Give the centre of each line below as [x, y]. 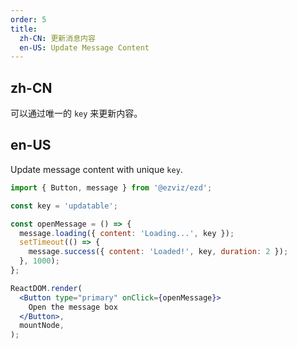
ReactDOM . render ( [46, 288]
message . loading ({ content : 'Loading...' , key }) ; [127, 233]
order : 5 [28, 19]
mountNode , [42, 326]
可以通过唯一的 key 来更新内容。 [76, 113]
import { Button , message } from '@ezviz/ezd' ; [111, 187]
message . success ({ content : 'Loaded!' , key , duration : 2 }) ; [158, 252]
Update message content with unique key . [96, 169]
